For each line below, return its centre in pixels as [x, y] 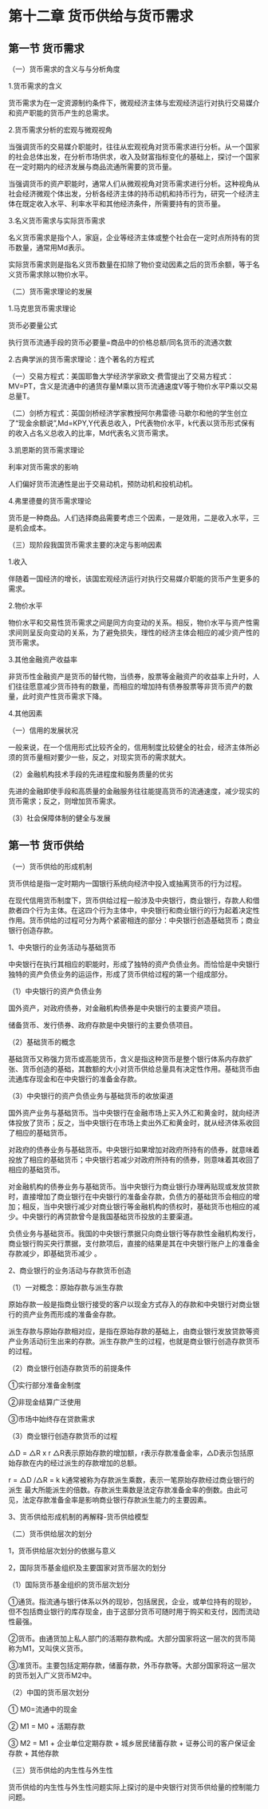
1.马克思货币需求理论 [42, 308]
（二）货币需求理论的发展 [50, 291]
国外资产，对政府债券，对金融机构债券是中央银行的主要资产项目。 [116, 1008]
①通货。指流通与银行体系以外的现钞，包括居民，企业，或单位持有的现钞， [132, 1602]
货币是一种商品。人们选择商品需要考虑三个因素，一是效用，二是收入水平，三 [134, 518]
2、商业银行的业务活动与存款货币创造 [70, 1270]
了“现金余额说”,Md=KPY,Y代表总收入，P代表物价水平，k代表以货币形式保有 [132, 423]
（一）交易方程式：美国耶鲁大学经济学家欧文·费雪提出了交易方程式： [121, 376]
